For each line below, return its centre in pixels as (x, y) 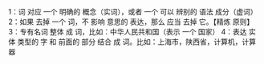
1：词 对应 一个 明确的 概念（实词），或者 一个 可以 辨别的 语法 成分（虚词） (133, 12)
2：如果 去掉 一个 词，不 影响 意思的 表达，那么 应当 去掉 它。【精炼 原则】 (131, 22)
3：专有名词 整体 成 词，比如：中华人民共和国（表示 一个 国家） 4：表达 (128, 32)
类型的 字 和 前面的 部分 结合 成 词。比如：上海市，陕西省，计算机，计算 (137, 42)
